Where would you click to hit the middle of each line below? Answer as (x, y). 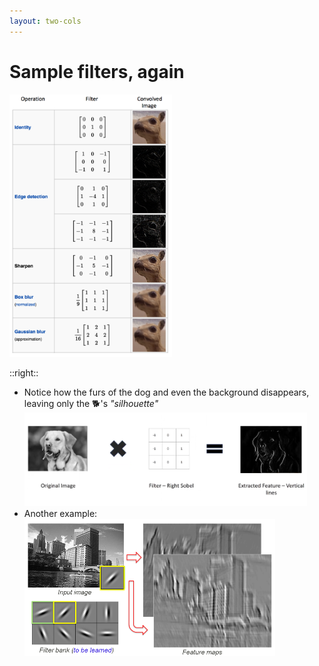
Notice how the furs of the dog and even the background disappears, (166, 392)
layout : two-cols (45, 21)
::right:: (24, 372)
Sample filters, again (97, 71)
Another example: (60, 513)
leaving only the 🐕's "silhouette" (91, 403)
